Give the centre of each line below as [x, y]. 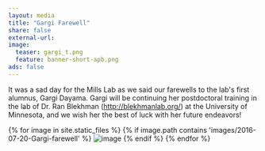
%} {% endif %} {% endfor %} [146, 138]
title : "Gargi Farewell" [49, 23]
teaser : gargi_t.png [49, 52]
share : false [30, 30]
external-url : [32, 38]
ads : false [26, 67]
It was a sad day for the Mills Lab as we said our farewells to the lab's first [129, 89]
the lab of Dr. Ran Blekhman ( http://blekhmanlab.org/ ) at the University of [128, 106]
